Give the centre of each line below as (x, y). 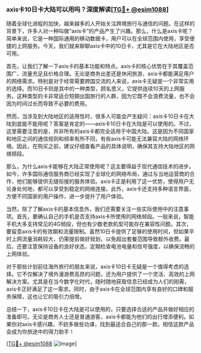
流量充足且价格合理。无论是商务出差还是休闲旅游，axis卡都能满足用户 (108, 74)
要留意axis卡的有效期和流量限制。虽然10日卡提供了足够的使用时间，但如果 (98, 232)
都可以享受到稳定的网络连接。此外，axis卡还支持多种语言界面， (116, 189)
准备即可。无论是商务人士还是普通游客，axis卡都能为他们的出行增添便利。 (98, 317)
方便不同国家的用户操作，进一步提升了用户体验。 (66, 196)
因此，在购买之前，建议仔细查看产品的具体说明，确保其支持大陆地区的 (103, 146)
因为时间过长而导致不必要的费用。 (48, 104)
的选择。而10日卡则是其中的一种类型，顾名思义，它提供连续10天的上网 (93, 89)
